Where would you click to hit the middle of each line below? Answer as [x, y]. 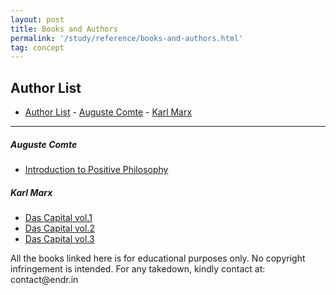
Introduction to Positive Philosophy [96, 170]
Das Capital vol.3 [59, 239]
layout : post [37, 19]
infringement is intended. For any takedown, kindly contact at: [138, 269]
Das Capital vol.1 [58, 217]
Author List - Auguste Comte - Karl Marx [108, 112]
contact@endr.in [44, 279]
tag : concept [37, 47]
